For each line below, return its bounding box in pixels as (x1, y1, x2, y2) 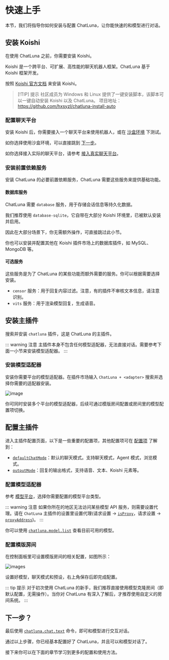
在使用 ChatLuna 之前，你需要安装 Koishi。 (5, 52, 95, 58)
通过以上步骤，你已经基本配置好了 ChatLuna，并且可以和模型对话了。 (5, 638, 150, 645)
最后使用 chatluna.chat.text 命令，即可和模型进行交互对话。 (5, 628, 132, 634)
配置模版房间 (5, 541, 37, 548)
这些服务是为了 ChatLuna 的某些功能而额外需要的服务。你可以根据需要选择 (5, 271, 160, 277)
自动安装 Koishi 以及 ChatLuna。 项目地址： (31, 97, 122, 103)
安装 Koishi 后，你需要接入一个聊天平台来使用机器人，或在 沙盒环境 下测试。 (5, 129, 164, 135)
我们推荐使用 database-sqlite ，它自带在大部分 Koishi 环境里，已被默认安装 (5, 212, 161, 218)
